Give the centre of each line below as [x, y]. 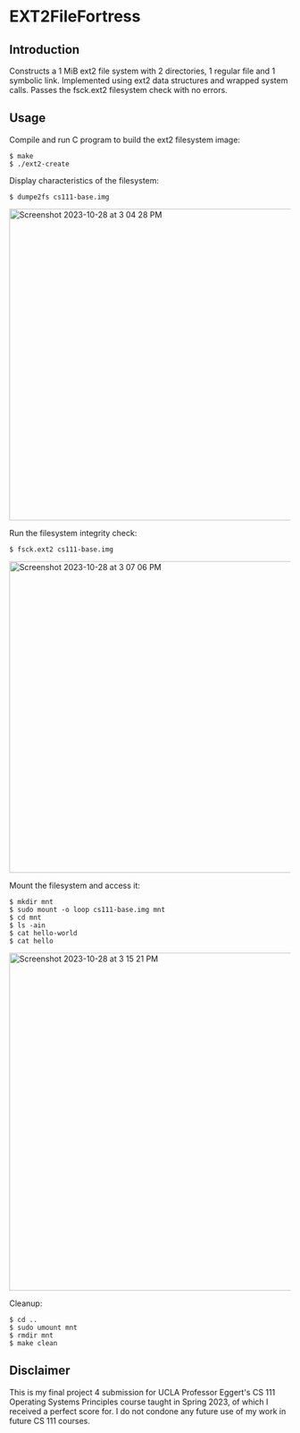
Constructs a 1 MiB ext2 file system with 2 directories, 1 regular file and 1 [142, 71]
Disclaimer [40, 1371]
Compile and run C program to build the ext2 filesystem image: [125, 140]
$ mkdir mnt [31, 901]
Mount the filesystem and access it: [75, 885]
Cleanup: [26, 1303]
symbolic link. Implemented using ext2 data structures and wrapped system [149, 81]
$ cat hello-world [43, 933]
